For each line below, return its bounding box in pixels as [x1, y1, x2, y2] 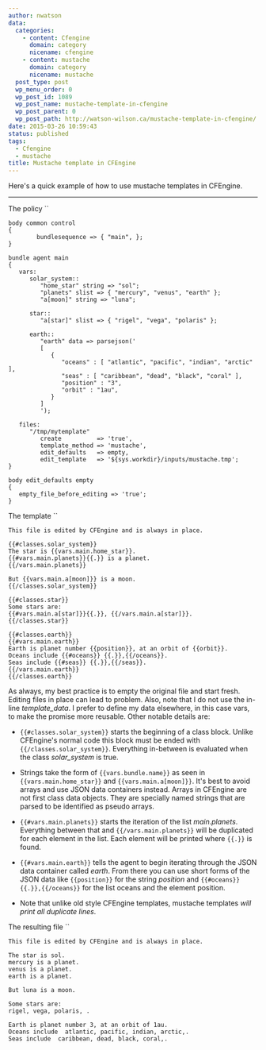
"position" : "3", [61, 379, 123, 388]
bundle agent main [8, 254, 69, 262]
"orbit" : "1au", [61, 386, 119, 394]
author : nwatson [8, 11, 62, 20]
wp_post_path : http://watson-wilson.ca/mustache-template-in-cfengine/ [15, 115, 257, 123]
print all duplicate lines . [19, 907, 97, 917]
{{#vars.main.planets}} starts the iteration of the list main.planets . [19, 817, 238, 827]
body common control [8, 219, 77, 227]
